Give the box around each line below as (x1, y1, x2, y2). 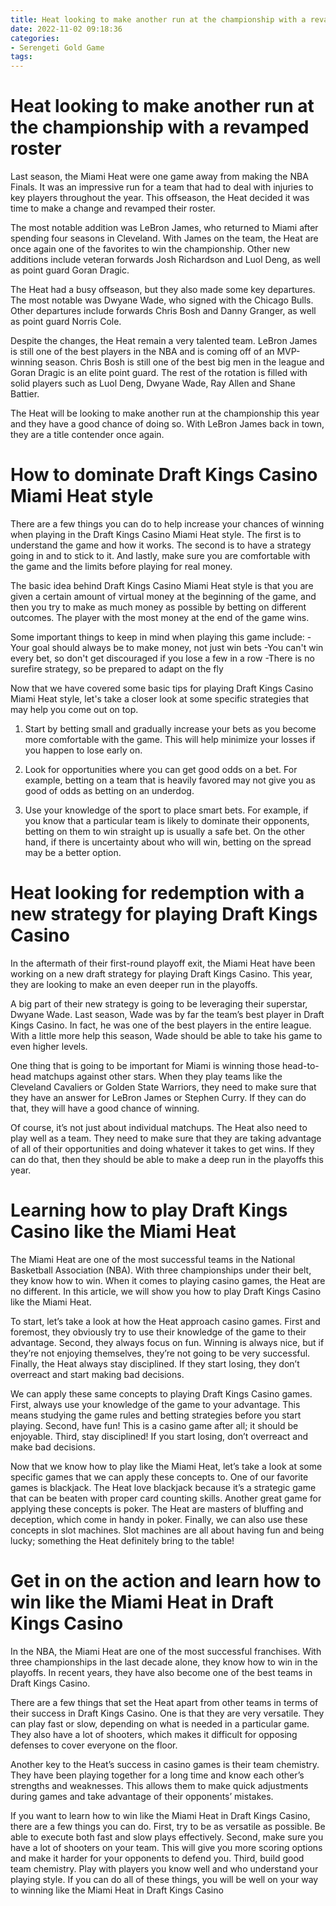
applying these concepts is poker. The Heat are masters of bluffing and (10, 1502, 304, 1515)
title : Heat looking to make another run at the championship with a (10, 14, 307, 25)
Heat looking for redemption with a (10, 882, 305, 905)
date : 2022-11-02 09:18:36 (10, 24, 123, 34)
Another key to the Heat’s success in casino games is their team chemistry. (10, 1758, 320, 1770)
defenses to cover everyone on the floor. (10, 1739, 178, 1751)
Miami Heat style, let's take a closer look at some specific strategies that (10, 693, 310, 705)
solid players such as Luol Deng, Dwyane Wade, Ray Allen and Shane (10, 377, 296, 390)
